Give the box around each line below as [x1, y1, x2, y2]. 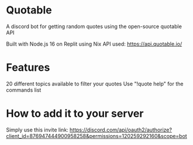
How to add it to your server [6, 107, 144, 120]
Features [6, 61, 50, 74]
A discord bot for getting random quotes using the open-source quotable [6, 23, 182, 30]
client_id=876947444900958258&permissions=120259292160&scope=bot [6, 132, 187, 139]
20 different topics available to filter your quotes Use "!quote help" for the [6, 80, 184, 87]
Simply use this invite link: [6, 126, 68, 133]
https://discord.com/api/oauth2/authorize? [69, 126, 173, 133]
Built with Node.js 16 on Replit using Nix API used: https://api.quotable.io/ [6, 40, 182, 47]
